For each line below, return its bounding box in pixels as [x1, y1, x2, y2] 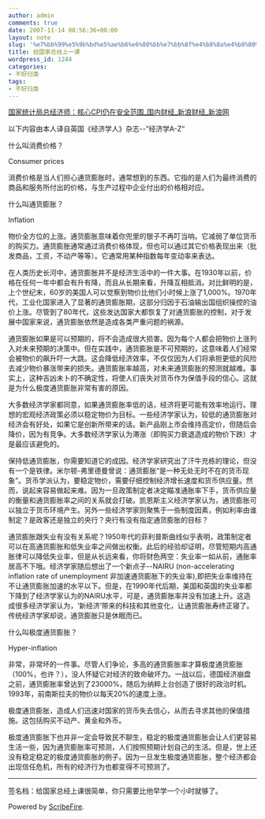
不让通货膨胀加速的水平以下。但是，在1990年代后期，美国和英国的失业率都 [8, 581, 252, 591]
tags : [8, 77, 26, 85]
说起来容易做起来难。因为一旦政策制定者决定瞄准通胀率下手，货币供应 [21, 486, 250, 495]
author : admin [8, 11, 55, 20]
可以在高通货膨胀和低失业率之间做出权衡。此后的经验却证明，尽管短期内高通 [8, 542, 257, 552]
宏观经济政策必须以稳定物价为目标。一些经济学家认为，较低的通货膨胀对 [21, 410, 257, 419]
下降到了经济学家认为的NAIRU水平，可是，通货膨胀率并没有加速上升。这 [8, 591, 244, 601]
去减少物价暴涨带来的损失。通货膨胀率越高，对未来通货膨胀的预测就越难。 [8, 363, 250, 373]
